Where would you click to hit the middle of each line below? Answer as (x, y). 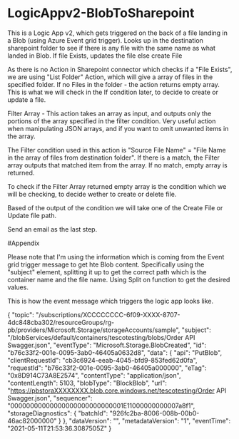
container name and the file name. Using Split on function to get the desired (119, 279)
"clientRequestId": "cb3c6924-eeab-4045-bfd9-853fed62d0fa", (102, 360)
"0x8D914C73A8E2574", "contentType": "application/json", (94, 375)
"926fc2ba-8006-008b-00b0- (154, 413)
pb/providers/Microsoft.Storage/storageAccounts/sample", (94, 330)
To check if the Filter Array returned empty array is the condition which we (117, 186)
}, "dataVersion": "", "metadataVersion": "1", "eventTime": (147, 420)
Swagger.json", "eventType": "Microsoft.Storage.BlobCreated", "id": (107, 345)
